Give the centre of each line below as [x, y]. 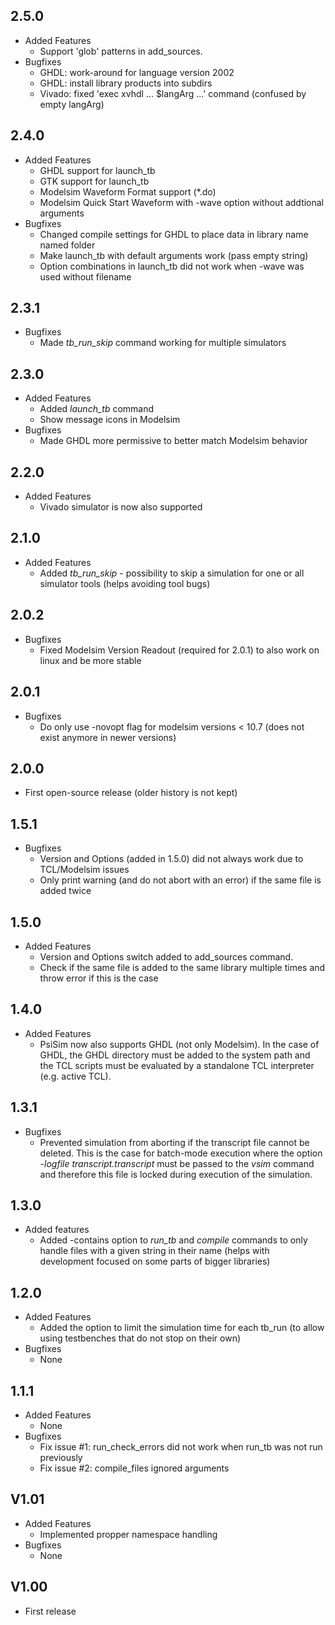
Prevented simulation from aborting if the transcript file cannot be [174, 1142]
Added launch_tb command [97, 409]
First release [50, 1611]
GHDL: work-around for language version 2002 [137, 72]
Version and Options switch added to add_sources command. [166, 956]
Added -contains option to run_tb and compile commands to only [173, 1240]
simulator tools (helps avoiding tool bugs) [125, 583]
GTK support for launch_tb [94, 181]
